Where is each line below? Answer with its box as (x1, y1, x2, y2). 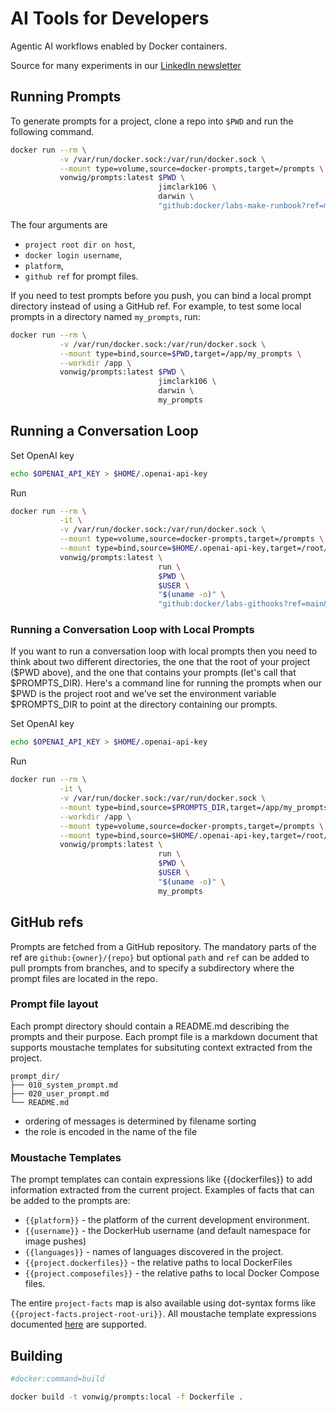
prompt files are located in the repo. (10, 972, 158, 984)
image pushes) (24, 1235, 87, 1247)
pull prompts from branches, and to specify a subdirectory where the (10, 962, 295, 974)
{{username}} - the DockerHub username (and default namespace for (24, 1225, 312, 1237)
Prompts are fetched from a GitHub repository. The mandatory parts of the (10, 940, 317, 952)
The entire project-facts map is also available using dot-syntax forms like (10, 1297, 317, 1309)
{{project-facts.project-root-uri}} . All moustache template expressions (10, 1308, 317, 1320)
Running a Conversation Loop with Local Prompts (10, 623, 255, 637)
